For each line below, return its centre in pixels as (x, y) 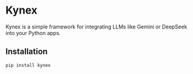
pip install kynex (28, 65)
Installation (27, 52)
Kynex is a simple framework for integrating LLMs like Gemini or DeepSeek (96, 27)
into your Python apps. (33, 33)
